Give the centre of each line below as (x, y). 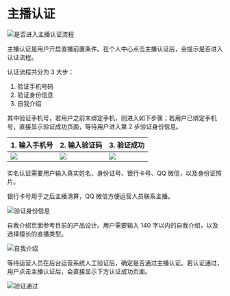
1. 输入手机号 (32, 145)
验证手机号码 (35, 86)
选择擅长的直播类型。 (37, 234)
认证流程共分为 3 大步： (41, 72)
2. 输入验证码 (81, 145)
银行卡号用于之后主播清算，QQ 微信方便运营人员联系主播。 (91, 196)
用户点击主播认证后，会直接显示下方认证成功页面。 (79, 271)
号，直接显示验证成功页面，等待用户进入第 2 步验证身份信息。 (95, 126)
